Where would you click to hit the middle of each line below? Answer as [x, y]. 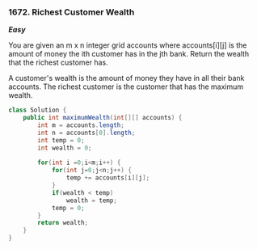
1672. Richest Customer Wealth [72, 12]
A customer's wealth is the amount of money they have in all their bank [126, 78]
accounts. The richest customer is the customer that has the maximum [126, 87]
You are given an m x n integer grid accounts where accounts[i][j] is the [128, 45]
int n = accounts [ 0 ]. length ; [86, 133]
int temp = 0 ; [61, 140]
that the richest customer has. [59, 62]
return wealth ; [63, 223]
